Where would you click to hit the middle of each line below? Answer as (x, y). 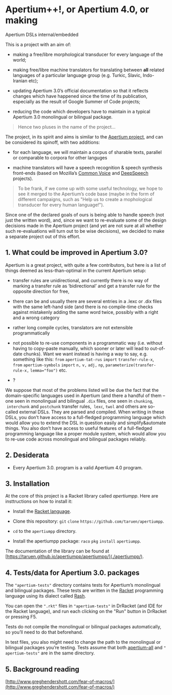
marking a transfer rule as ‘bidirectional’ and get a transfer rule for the (86, 286)
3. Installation (28, 483)
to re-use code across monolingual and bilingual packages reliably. (76, 439)
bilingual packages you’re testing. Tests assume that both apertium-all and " (86, 648)
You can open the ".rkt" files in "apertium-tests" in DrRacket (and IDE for (84, 606)
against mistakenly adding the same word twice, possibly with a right (85, 312)
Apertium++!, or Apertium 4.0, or (77, 9)
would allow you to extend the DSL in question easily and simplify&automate (86, 423)
